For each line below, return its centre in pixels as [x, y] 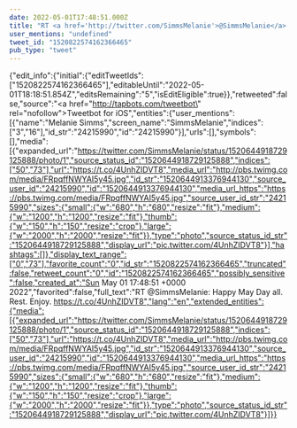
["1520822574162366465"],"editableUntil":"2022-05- [107, 85]
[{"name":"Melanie [43, 123]
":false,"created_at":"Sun [54, 283]
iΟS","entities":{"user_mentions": [175, 113]
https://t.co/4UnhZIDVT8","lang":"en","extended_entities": [159, 301]
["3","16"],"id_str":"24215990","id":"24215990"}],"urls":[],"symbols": [133, 132]
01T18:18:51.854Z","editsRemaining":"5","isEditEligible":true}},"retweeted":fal [148, 95]
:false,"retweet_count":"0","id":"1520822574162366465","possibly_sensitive [147, 273]
